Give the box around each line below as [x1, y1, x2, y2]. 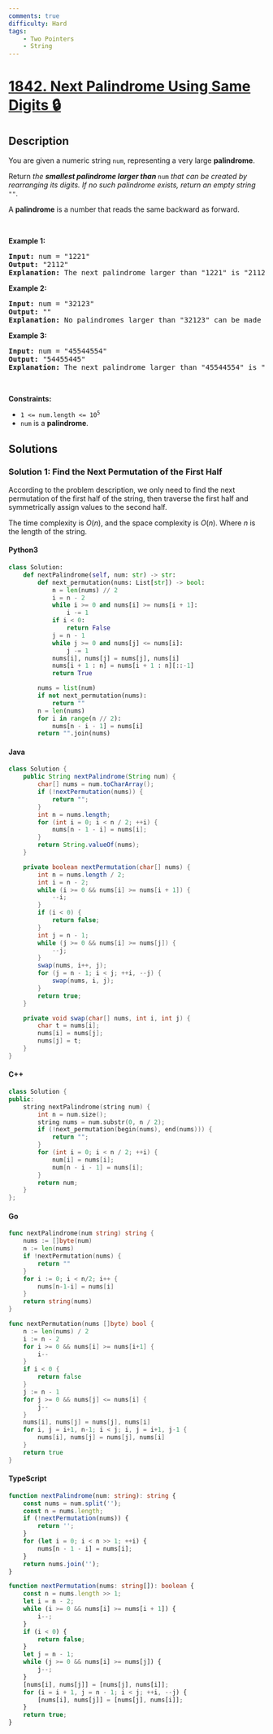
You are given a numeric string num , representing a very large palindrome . [8, 156, 256, 165]
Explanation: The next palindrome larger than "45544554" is [8, 363, 258, 372]
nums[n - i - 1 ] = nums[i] [51, 722, 144, 730]
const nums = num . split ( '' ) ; [23, 1499, 122, 1508]
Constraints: [8, 394, 52, 404]
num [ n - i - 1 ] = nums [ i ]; [51, 1163, 144, 1171]
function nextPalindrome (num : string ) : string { [8, 1491, 176, 1499]
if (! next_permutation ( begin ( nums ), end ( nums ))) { [37, 1126, 213, 1134]
